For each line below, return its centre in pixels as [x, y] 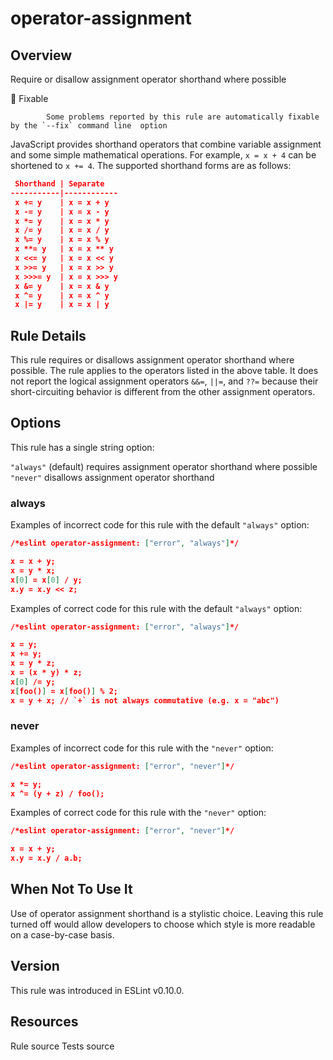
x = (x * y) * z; [46, 673]
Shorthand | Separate [59, 184]
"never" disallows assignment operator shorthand [112, 477]
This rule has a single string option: [82, 447]
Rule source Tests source [62, 1046]
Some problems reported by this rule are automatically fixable [183, 117]
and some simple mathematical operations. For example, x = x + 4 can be [163, 155]
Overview [41, 55]
